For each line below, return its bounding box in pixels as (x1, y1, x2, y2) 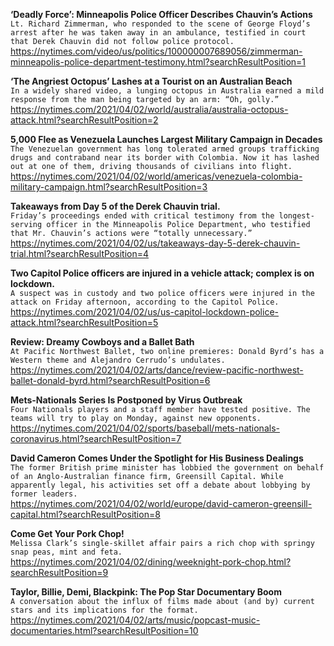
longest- (278, 211, 315, 221)
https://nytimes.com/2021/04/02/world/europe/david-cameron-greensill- (10, 498, 313, 509)
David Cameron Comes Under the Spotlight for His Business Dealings (10, 452, 304, 464)
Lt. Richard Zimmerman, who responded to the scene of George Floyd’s (10, 19, 311, 29)
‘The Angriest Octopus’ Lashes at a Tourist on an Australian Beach (10, 75, 293, 87)
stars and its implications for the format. (10, 605, 199, 615)
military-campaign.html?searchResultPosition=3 (10, 181, 208, 193)
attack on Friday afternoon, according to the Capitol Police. (10, 297, 280, 307)
